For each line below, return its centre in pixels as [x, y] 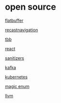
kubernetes [16, 77]
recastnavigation [22, 30]
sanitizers [15, 58]
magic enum [17, 86]
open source [30, 7]
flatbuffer [14, 20]
